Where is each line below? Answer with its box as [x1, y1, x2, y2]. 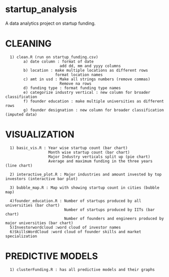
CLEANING [5, 38, 52, 49]
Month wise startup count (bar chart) [48, 150, 130, 155]
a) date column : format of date [23, 59, 94, 64]
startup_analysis [5, 4, 77, 15]
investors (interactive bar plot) [5, 176, 78, 181]
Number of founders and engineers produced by [64, 216, 164, 221]
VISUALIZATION [5, 129, 75, 140]
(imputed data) [5, 112, 37, 117]
